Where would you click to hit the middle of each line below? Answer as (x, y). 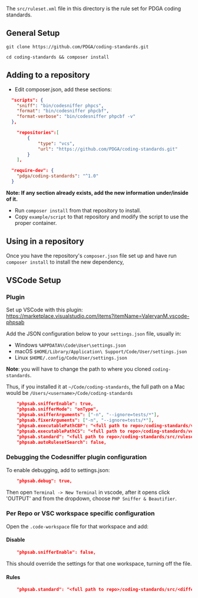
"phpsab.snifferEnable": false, (56, 553)
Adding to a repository (48, 75)
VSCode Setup (34, 280)
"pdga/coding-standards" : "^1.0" (58, 176)
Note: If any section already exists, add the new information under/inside (97, 192)
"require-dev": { (33, 171)
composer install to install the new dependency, (65, 262)
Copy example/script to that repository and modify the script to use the (101, 217)
